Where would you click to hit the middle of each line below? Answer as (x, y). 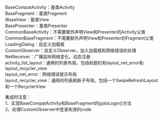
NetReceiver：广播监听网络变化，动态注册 (48, 57)
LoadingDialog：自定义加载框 (35, 44)
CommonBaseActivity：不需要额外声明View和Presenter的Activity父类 (75, 32)
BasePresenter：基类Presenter (36, 26)
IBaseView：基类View (27, 19)
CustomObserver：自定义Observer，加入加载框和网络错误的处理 (71, 50)
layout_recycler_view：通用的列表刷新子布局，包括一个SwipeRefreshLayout (81, 80)
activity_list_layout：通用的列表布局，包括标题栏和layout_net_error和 (74, 63)
